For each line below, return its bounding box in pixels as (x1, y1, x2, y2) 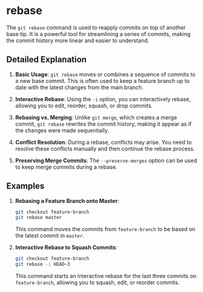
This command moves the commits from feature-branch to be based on (15, 226, 196, 233)
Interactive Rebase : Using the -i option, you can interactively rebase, (15, 95, 191, 102)
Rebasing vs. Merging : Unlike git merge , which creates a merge (15, 113, 177, 121)
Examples (6, 181, 45, 191)
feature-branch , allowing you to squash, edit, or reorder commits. (15, 279, 180, 287)
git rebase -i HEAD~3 (15, 262, 71, 268)
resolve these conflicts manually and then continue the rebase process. (15, 144, 195, 152)
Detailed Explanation (6, 54, 87, 65)
